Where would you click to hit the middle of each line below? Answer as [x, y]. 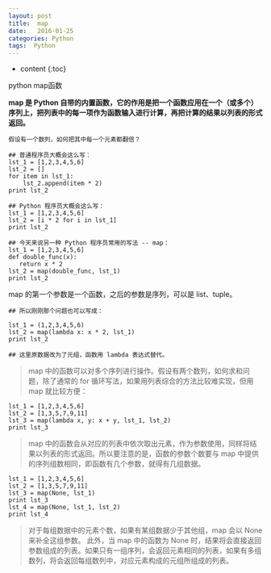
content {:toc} [43, 69]
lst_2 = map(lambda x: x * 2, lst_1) [72, 333]
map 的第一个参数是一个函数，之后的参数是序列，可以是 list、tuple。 [123, 295]
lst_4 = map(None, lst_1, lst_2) [65, 508]
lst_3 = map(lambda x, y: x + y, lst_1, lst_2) [90, 420]
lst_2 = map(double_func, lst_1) [65, 271]
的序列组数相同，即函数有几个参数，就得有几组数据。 [117, 464]
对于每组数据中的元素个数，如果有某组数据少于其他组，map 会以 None [145, 530]
